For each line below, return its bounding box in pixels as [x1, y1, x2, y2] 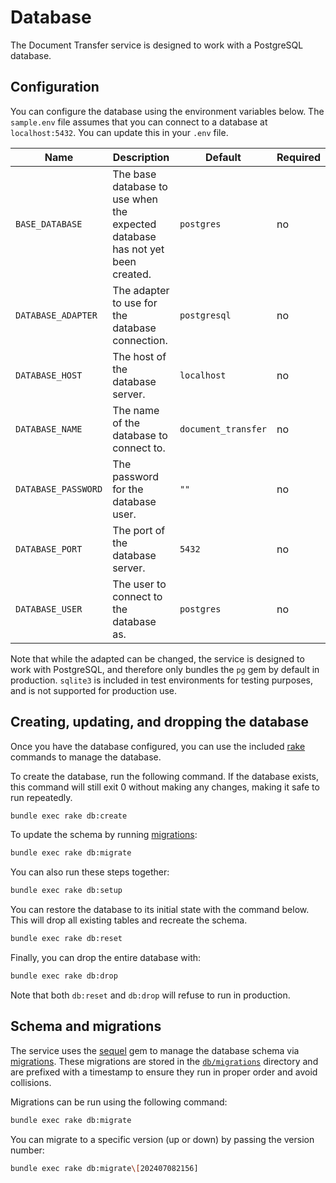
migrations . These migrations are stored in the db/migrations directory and [10, 1055, 319, 1067]
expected [112, 217, 157, 231]
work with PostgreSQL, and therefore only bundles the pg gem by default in [10, 663, 320, 675]
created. [112, 267, 152, 281]
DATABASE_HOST [15, 369, 83, 381]
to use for [112, 296, 158, 310]
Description [112, 150, 170, 164]
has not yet [112, 242, 165, 256]
